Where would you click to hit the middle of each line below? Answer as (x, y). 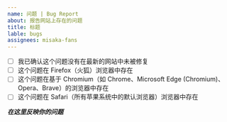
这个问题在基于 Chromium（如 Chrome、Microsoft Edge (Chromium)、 (121, 79)
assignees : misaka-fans (43, 40)
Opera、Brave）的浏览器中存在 (63, 88)
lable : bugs (25, 34)
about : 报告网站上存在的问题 (45, 21)
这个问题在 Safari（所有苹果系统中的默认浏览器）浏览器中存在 (108, 97)
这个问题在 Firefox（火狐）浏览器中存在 (75, 70)
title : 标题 (24, 27)
